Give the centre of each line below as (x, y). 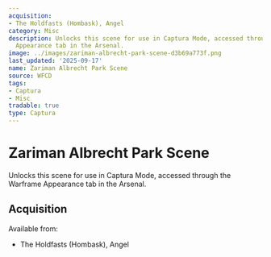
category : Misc (34, 31)
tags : (17, 83)
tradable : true (34, 106)
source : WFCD (30, 76)
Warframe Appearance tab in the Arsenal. (77, 184)
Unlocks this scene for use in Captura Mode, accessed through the (120, 175)
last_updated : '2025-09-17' (56, 61)
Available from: (33, 228)
